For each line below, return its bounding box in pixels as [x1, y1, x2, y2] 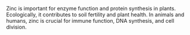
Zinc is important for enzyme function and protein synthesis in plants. [6, 5, 176, 12]
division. [6, 23, 27, 30]
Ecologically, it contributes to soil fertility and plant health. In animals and [6, 11, 185, 18]
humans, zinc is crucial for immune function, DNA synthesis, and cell [6, 17, 175, 24]
